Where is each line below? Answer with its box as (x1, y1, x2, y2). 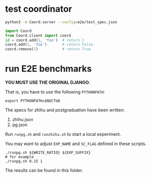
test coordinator (5, 3, 73, 15)
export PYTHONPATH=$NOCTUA (5, 99, 60, 103)
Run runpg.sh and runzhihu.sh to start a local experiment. (5, 131, 121, 137)
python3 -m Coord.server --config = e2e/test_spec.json (5, 20, 118, 25)
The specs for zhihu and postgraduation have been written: (5, 107, 125, 113)
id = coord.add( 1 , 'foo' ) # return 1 (5, 38, 84, 43)
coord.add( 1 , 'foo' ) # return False (5, 42, 93, 47)
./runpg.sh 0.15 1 (5, 159, 43, 164)
